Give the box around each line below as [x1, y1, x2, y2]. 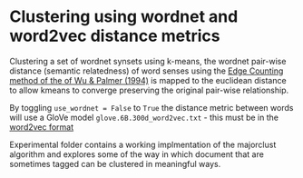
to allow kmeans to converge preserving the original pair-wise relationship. [9, 84, 289, 95]
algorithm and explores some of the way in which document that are [9, 148, 265, 160]
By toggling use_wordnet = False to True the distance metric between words [9, 102, 294, 113]
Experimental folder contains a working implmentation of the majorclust [9, 139, 277, 150]
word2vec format [9, 121, 74, 133]
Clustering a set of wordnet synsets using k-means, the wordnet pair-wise [9, 55, 287, 66]
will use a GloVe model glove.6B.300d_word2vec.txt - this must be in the [9, 112, 279, 123]
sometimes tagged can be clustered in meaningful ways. [9, 158, 221, 169]
